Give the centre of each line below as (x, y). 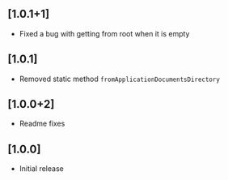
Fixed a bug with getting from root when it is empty (104, 33)
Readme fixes (42, 124)
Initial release (41, 169)
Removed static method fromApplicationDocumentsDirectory (119, 79)
